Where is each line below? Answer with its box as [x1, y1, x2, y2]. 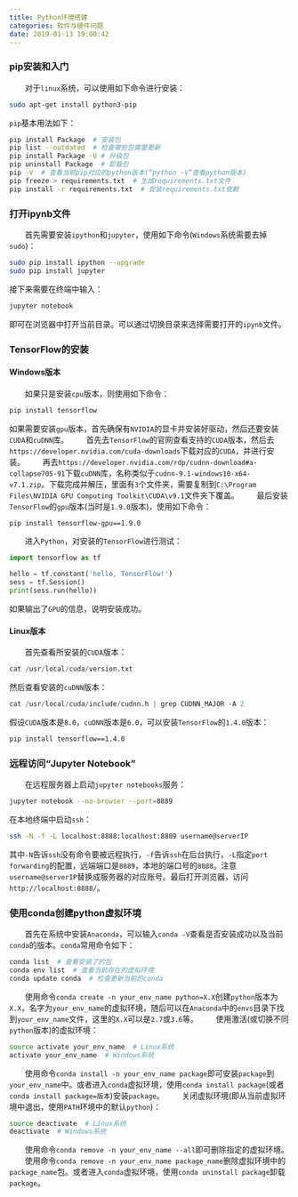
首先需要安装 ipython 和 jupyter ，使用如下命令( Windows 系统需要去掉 [25, 229, 268, 240]
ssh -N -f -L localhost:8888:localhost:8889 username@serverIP [9, 831, 249, 840]
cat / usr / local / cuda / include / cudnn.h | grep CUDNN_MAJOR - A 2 [9, 700, 245, 709]
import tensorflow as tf [9, 553, 101, 563]
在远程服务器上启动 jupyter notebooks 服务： [25, 779, 187, 790]
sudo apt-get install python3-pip [9, 100, 138, 109]
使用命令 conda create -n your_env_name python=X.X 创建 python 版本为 [25, 991, 278, 1001]
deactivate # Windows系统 [9, 1127, 107, 1137]
